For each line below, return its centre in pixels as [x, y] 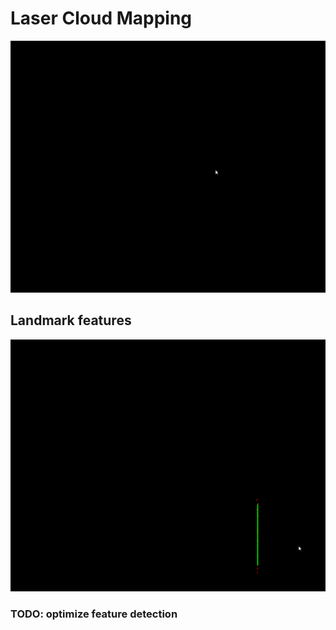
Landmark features [71, 320]
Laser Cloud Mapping [101, 18]
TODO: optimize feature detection [94, 614]
